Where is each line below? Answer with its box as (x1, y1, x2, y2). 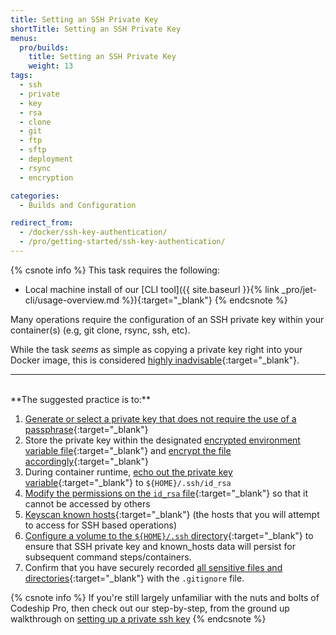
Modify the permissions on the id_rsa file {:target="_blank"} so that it (24, 487, 309, 499)
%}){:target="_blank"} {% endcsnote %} (121, 294, 288, 306)
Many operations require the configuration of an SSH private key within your (10, 313, 325, 325)
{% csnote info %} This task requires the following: (10, 264, 220, 276)
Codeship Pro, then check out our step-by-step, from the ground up (10, 602, 290, 614)
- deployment (19, 154, 74, 164)
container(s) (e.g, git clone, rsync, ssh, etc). (10, 324, 191, 336)
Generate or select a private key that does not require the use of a (24, 412, 297, 425)
